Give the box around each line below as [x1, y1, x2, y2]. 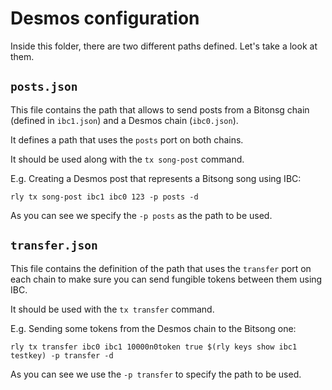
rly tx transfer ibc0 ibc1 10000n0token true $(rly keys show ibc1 [10, 342, 298, 352]
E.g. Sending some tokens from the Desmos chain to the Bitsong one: [10, 322, 297, 334]
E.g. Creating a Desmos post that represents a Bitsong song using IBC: [10, 172, 302, 184]
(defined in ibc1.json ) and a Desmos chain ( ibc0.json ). [10, 114, 239, 126]
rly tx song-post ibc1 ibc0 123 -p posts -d [10, 192, 199, 202]
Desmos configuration [10, 7, 200, 30]
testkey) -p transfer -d [10, 350, 114, 361]
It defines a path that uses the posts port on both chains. [10, 133, 244, 146]
